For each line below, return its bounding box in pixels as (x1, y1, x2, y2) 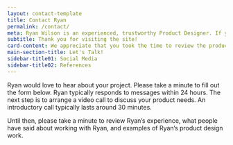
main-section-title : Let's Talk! (7, 49, 104, 56)
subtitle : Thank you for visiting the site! (7, 36, 138, 43)
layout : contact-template (7, 10, 82, 17)
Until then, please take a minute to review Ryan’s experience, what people (7, 116, 218, 125)
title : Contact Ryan (7, 17, 67, 24)
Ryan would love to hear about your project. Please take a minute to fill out (7, 80, 220, 89)
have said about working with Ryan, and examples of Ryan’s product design (7, 123, 223, 132)
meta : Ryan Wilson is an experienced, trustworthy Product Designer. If (7, 29, 222, 37)
